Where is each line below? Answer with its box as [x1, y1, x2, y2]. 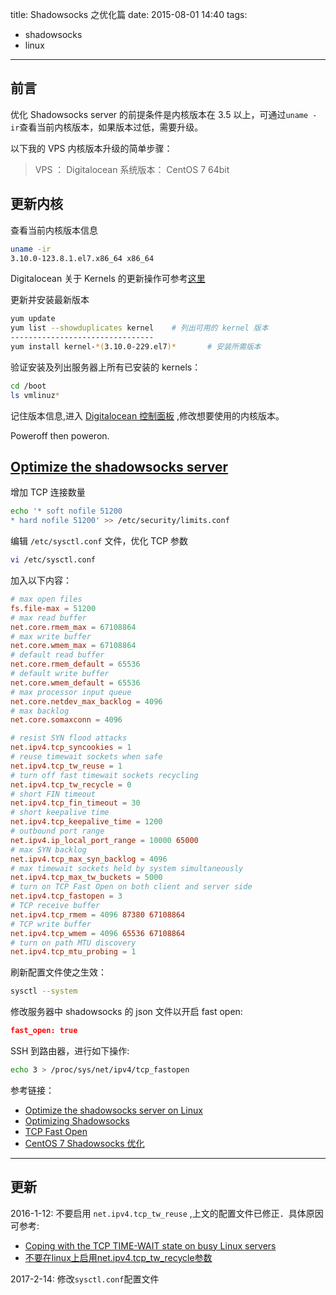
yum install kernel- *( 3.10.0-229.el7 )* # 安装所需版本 [10, 342, 262, 352]
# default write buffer [10, 669, 110, 679]
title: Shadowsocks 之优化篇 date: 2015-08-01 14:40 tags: [10, 9, 248, 20]
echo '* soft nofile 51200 [10, 506, 123, 517]
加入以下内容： [10, 574, 72, 587]
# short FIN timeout [10, 789, 97, 799]
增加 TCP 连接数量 [10, 486, 86, 498]
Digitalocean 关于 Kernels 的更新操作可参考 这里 [10, 273, 206, 285]
